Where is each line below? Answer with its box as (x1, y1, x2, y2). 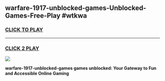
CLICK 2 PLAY (5, 45, 39, 52)
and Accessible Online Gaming (5, 70, 69, 76)
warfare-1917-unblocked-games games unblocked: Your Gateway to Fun (5, 65, 157, 71)
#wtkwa (61, 12, 87, 20)
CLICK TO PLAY (5, 27, 43, 33)
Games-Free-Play (5, 12, 60, 20)
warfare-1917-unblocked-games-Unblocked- (5, 4, 146, 12)
